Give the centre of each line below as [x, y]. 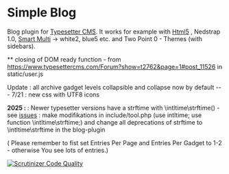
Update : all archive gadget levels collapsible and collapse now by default [111, 87]
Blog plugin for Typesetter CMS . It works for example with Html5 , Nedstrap [114, 32]
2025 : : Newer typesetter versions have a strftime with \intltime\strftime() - [113, 108]
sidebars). [21, 46]
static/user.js [25, 74]
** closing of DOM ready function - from [64, 59]
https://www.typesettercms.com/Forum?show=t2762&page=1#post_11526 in [115, 66]
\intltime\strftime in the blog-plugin [56, 129]
